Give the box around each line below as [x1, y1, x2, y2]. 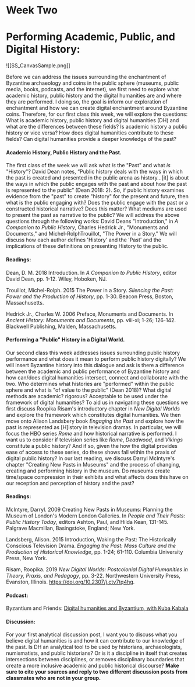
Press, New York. [6, 554, 48, 561]
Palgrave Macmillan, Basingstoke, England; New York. [6, 524, 136, 531]
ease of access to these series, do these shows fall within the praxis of [6, 448, 176, 455]
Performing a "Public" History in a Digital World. [6, 336, 125, 343]
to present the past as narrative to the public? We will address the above [6, 212, 179, 219]
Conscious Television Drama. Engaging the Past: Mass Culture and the [6, 542, 176, 549]
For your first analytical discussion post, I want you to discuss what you [6, 631, 178, 638]
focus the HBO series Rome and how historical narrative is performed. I [6, 430, 177, 437]
